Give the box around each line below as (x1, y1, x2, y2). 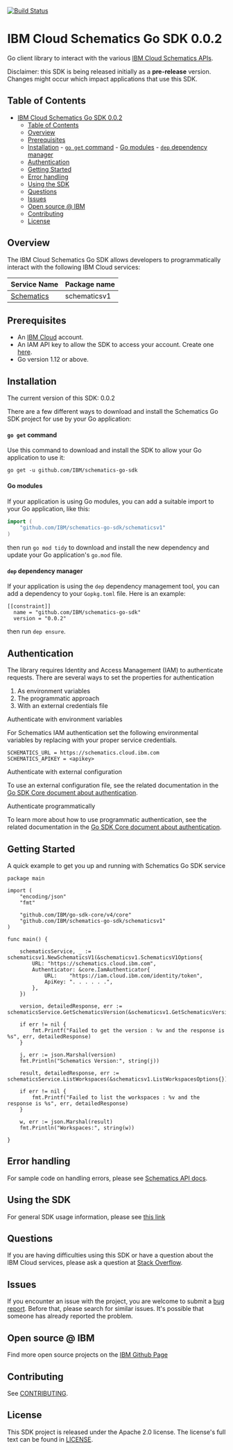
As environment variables (17, 687, 91, 695)
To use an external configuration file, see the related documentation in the (7, 781, 219, 789)
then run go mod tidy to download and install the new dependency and (7, 543, 209, 552)
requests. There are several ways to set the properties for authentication (7, 673, 214, 682)
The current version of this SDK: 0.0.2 (7, 394, 116, 403)
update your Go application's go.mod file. (7, 551, 123, 559)
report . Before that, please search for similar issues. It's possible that (7, 1305, 205, 1313)
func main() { (7, 936, 49, 943)
